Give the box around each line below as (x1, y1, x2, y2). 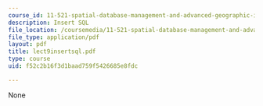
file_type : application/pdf (8, 33, 100, 41)
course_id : (8, 11, 44, 19)
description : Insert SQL (8, 19, 89, 26)
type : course (8, 55, 51, 63)
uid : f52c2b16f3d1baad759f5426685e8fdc (8, 62, 139, 70)
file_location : (8, 26, 58, 34)
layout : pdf (8, 41, 47, 48)
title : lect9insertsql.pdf (8, 48, 96, 55)
